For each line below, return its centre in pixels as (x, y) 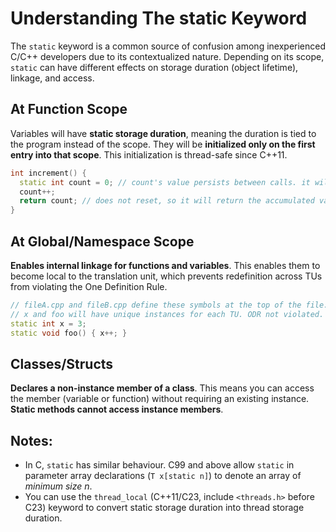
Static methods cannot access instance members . (117, 409)
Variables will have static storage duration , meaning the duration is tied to (163, 133)
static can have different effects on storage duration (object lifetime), (154, 67)
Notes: (31, 440)
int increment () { (48, 173)
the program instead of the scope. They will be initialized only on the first (163, 144)
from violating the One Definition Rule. (89, 286)
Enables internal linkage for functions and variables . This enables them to (165, 265)
